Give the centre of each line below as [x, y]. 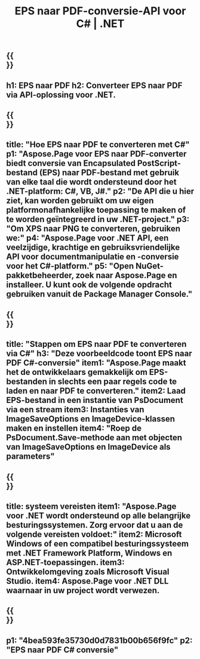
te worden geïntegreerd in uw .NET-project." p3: [98, 219]
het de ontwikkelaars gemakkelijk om [77, 372]
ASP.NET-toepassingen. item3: [65, 562]
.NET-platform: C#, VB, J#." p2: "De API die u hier [100, 192]
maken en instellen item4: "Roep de [74, 428]
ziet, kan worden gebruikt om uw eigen [80, 201]
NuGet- [150, 266]
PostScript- [159, 164]
